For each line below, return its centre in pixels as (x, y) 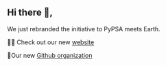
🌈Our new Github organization (50, 55)
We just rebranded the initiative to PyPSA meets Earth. (84, 29)
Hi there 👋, (30, 13)
